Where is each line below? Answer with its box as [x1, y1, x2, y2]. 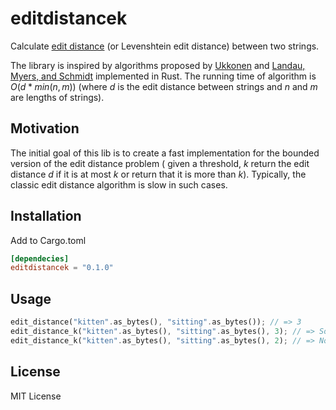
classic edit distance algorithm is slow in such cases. [10, 178, 228, 191]
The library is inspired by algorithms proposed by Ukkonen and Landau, [10, 59, 306, 71]
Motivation [10, 120, 80, 137]
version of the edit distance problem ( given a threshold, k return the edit [10, 157, 310, 169]
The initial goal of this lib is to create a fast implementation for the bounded [10, 147, 320, 159]
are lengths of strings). [10, 91, 105, 103]
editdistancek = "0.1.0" [10, 263, 114, 273]
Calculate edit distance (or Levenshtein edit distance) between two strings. [10, 40, 320, 52]
